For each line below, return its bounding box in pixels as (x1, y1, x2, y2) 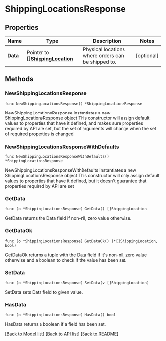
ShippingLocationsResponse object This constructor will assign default (5, 115, 150, 121)
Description (93, 38, 121, 44)
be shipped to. (83, 58, 117, 65)
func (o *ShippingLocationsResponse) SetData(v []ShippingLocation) (5, 280, 149, 285)
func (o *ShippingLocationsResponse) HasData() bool (5, 312, 116, 318)
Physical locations (83, 46, 125, 53)
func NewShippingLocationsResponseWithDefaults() (5, 154, 110, 159)
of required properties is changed (5, 131, 74, 137)
